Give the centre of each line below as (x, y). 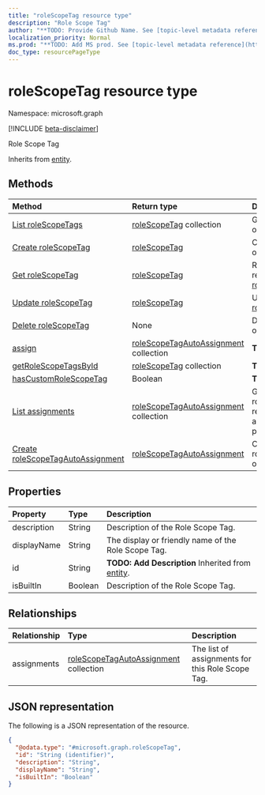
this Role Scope (221, 669)
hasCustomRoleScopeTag (60, 379)
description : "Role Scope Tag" (60, 23)
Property (29, 514)
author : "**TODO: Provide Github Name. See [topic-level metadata (119, 30)
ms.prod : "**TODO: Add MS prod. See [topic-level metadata (107, 45)
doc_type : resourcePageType (54, 52)
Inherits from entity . (40, 159)
